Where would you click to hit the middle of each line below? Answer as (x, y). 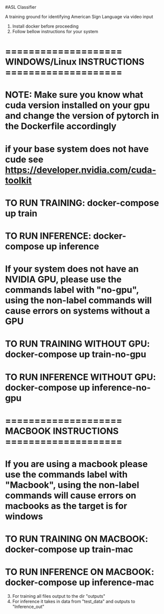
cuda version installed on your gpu (78, 105)
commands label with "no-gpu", (72, 290)
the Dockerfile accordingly (61, 126)
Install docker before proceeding (45, 26)
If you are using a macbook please (76, 464)
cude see (24, 159)
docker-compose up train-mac (69, 550)
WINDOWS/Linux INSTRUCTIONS (75, 62)
